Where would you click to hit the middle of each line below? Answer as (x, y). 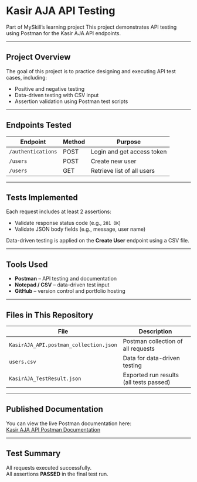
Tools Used (27, 264)
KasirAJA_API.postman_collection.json (63, 345)
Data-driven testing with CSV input (57, 95)
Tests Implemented (42, 197)
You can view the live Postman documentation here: (69, 423)
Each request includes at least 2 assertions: (59, 211)
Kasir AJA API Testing (61, 11)
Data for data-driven (151, 358)
